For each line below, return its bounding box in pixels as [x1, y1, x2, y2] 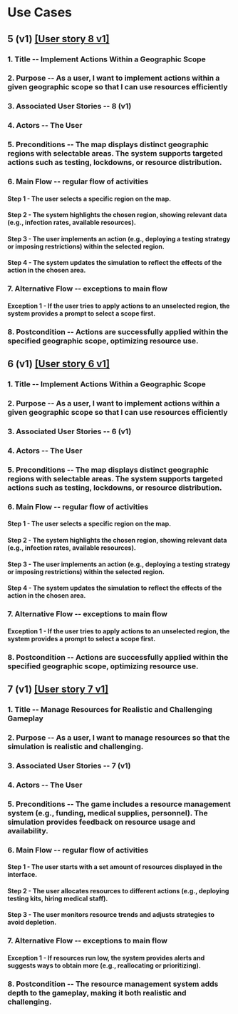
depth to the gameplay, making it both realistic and [7, 988, 187, 998]
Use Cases [7, 4, 73, 21]
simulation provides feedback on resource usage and [7, 817, 196, 827]
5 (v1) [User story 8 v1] [7, 33, 110, 45]
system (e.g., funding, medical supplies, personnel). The [7, 808, 208, 818]
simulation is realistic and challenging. [7, 741, 144, 751]
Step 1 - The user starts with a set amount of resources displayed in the [7, 863, 223, 871]
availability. [7, 825, 48, 835]
